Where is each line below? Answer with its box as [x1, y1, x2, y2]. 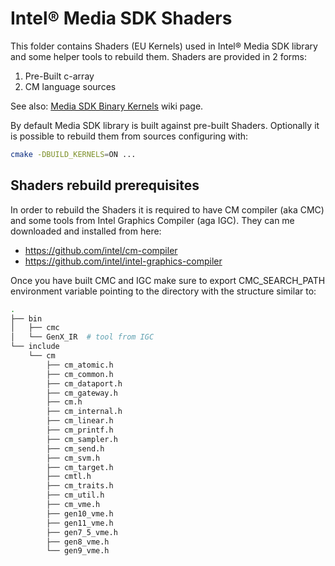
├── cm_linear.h [46, 416, 114, 426]
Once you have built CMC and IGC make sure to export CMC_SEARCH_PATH [10, 274, 326, 286]
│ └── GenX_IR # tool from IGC [10, 332, 155, 342]
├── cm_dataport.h [46, 378, 123, 389]
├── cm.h [46, 397, 83, 407]
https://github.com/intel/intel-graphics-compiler [24, 255, 223, 267]
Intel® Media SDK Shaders [10, 7, 233, 30]
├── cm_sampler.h [46, 434, 118, 444]
